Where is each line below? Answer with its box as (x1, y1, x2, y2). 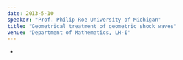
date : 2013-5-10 (7, 10, 54, 17)
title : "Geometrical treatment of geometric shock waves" (7, 22, 177, 29)
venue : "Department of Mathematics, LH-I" (7, 29, 131, 36)
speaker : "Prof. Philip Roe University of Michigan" (7, 16, 162, 23)
